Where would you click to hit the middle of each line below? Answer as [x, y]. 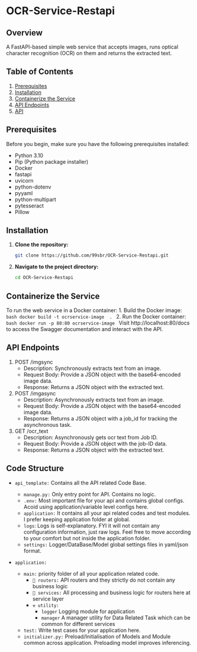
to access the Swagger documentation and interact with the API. [85, 329]
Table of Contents [40, 72]
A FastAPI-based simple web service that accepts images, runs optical [92, 47]
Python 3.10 [29, 155]
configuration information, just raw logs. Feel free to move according [107, 532]
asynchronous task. [48, 424]
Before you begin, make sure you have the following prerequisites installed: [98, 144]
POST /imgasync [35, 393]
